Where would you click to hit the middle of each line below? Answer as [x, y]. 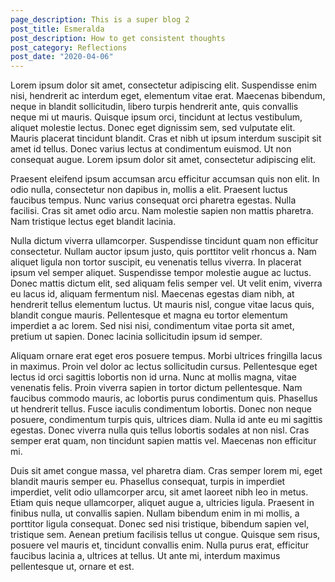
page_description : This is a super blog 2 [100, 19]
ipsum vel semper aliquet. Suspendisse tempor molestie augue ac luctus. [161, 273]
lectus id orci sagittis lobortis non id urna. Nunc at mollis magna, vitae [154, 377]
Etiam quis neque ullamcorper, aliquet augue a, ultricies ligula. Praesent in [162, 503]
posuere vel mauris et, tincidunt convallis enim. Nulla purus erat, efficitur [160, 545]
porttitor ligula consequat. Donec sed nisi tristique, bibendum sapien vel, [160, 524]
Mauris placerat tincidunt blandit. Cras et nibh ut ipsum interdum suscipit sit [166, 138]
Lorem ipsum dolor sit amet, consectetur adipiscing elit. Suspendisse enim [163, 85]
